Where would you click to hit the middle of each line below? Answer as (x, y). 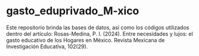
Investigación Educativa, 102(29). (47, 46)
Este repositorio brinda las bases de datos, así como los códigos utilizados (98, 27)
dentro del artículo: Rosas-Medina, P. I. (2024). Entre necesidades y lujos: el (100, 33)
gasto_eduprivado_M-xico (73, 11)
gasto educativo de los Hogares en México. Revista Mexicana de (85, 40)
